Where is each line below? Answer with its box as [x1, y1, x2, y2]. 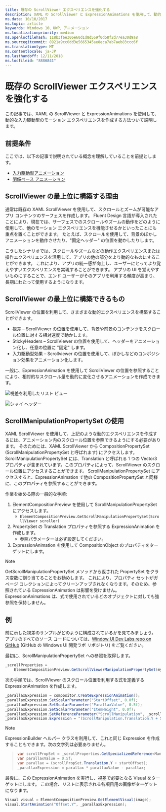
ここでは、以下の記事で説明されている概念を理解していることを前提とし [5, 153, 152, 159]
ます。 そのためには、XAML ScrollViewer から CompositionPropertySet [5, 443, 150, 449]
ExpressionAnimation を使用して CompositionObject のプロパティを [12, 542, 150, 548]
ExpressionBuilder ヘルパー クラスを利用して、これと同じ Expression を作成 [5, 736, 160, 741]
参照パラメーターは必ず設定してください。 [19, 536, 106, 542]
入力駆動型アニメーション [12, 170, 65, 176]
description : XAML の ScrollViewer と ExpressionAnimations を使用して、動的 [5, 12, 162, 17]
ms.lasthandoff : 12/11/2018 [5, 53, 63, 59]
